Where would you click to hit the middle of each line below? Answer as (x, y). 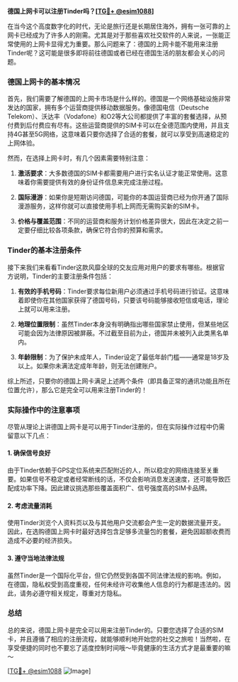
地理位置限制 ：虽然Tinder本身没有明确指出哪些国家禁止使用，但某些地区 (123, 324)
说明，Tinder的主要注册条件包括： (63, 276)
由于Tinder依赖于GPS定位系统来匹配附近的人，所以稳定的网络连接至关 (110, 470)
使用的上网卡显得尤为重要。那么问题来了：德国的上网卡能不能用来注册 (115, 44)
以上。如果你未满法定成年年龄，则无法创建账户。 (89, 366)
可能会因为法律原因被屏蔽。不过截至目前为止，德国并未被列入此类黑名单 (123, 332)
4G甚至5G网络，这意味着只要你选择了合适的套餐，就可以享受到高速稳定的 (121, 134)
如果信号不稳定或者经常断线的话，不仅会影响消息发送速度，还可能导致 (122, 480)
